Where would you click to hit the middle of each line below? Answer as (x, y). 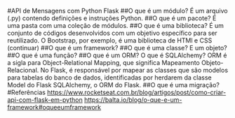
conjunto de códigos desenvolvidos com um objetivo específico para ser (112, 33)
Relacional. (23, 70)
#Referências (26, 92)
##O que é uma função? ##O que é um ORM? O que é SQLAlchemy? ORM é (117, 55)
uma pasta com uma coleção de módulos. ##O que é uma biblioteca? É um (116, 25)
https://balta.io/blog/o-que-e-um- (133, 100)
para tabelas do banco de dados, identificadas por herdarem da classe (109, 78)
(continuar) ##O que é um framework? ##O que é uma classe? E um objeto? (117, 48)
